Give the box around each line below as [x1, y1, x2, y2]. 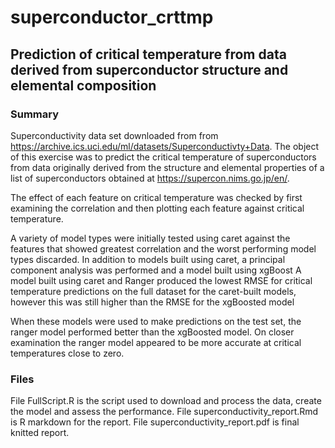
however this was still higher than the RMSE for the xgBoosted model [10, 296, 295, 308]
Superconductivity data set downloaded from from [10, 129, 219, 141]
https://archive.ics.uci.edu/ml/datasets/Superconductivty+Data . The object [10, 140, 320, 152]
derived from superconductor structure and [10, 61, 289, 78]
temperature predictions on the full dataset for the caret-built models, [10, 285, 297, 297]
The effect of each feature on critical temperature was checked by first [10, 191, 303, 203]
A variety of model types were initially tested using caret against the [10, 232, 291, 244]
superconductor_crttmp [10, 6, 214, 29]
